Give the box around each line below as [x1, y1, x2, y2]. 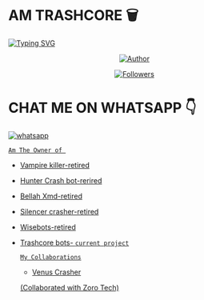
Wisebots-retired [19, 222, 76, 232]
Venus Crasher [31, 267, 82, 277]
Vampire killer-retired [19, 160, 90, 170]
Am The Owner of [8, 146, 62, 154]
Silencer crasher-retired [19, 206, 99, 216]
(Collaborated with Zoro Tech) [19, 282, 120, 292]
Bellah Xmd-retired [19, 191, 82, 201]
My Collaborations [19, 253, 82, 261]
